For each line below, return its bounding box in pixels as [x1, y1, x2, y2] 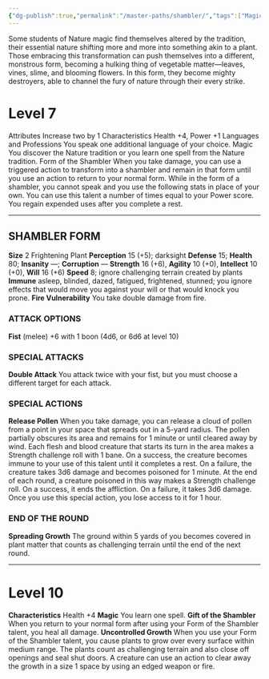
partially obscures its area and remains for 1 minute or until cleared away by [8, 433, 258, 443]
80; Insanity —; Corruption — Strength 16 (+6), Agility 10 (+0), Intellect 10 [8, 259, 258, 269]
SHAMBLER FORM [8, 229, 101, 243]
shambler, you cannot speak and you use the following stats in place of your [8, 182, 260, 191]
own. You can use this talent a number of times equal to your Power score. [8, 190, 255, 200]
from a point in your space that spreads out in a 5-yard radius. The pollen [8, 425, 251, 435]
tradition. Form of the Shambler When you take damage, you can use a [8, 156, 242, 166]
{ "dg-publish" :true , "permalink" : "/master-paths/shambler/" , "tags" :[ [8, 11, 242, 20]
